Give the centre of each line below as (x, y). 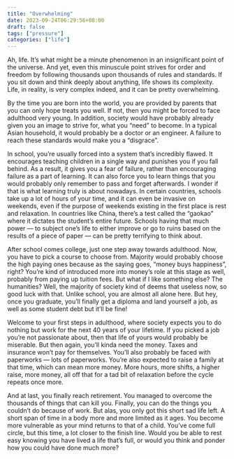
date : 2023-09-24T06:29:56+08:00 (56, 20)
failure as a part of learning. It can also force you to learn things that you (111, 177)
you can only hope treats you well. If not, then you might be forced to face (114, 111)
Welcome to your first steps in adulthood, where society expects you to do (115, 322)
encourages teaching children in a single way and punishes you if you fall (113, 161)
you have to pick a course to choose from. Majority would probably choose (115, 257)
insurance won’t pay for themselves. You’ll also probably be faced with (109, 352)
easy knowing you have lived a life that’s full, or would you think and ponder (116, 440)
